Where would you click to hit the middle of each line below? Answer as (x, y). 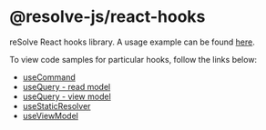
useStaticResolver (56, 105)
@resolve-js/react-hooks (107, 17)
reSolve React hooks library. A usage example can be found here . (132, 42)
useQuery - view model (66, 96)
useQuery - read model (66, 86)
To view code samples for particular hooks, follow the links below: (133, 59)
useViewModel (51, 115)
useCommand (49, 77)
